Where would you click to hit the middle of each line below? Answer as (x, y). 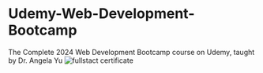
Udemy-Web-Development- (101, 14)
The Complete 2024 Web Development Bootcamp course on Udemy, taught (131, 52)
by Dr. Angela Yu (36, 60)
